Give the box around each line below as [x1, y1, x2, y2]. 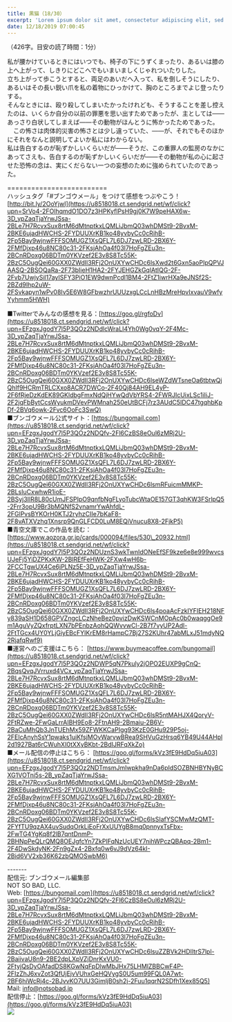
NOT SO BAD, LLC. [7, 882, 61, 890]
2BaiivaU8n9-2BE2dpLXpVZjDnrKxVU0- [7, 955, 122, 963]
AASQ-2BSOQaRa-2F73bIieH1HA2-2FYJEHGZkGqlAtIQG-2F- [7, 266, 181, 274]
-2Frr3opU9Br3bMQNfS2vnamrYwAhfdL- [7, 502, 126, 511]
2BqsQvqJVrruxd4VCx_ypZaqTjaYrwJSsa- [7, 667, 128, 675]
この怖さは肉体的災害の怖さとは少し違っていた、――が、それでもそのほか [12, 127, 224, 135]
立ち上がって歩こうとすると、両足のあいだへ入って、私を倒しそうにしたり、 [7, 75, 224, 83]
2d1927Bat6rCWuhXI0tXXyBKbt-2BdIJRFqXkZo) [7, 740, 145, 749]
